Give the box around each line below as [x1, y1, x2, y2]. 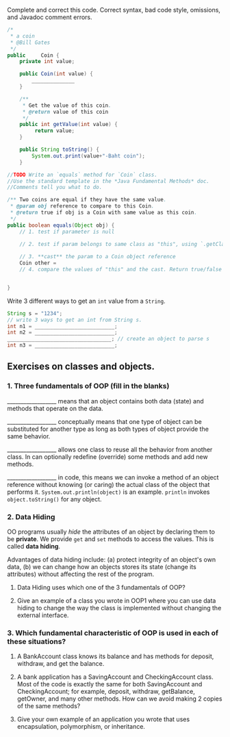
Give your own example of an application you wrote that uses [16, 715, 190, 723]
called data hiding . [7, 542, 60, 550]
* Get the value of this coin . [22, 102, 112, 109]
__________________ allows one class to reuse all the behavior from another [7, 445, 213, 453]
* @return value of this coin [22, 108, 109, 115]
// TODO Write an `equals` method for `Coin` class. [7, 171, 157, 178]
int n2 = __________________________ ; [7, 329, 118, 336]
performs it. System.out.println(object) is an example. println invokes [7, 488, 210, 496]
